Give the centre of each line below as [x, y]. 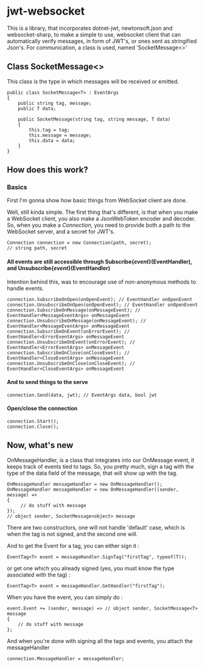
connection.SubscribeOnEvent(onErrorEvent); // [69, 331]
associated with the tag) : [39, 575]
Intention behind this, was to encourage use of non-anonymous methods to [102, 282]
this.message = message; [60, 135]
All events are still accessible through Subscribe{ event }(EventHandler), [100, 262]
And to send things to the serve [47, 382]
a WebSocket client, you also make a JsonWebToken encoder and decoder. [101, 219]
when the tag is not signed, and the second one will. [72, 534]
